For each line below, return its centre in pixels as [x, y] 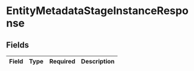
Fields [18, 45]
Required [62, 61]
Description [98, 61]
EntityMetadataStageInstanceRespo [97, 11]
